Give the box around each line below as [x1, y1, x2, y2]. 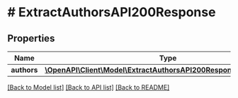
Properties [7, 32, 55, 44]
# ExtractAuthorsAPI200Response [7, 4, 216, 20]
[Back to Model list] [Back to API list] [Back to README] [7, 83, 170, 92]
